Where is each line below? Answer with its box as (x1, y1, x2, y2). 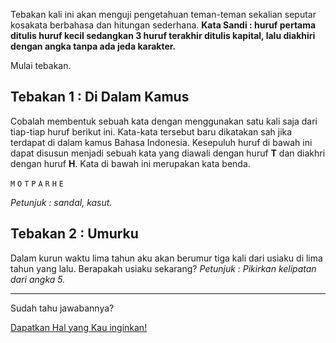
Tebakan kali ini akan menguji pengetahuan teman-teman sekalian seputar (10, 9, 317, 20)
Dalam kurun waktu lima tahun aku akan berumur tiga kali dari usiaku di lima (10, 252, 323, 264)
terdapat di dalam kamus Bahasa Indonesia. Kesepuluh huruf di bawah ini (10, 136, 313, 148)
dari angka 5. (10, 273, 66, 285)
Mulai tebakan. (10, 60, 72, 71)
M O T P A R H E (10, 179, 64, 189)
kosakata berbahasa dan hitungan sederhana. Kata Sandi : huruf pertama (10, 19, 317, 31)
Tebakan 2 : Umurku (10, 225, 139, 243)
